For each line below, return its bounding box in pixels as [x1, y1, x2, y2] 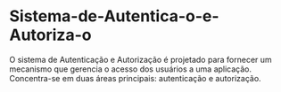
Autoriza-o [9, 25, 92, 45]
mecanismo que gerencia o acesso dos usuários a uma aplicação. [9, 64, 252, 74]
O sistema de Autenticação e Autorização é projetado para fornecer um [9, 54, 272, 65]
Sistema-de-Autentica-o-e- [9, 6, 220, 27]
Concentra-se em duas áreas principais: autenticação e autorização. [9, 73, 261, 83]
